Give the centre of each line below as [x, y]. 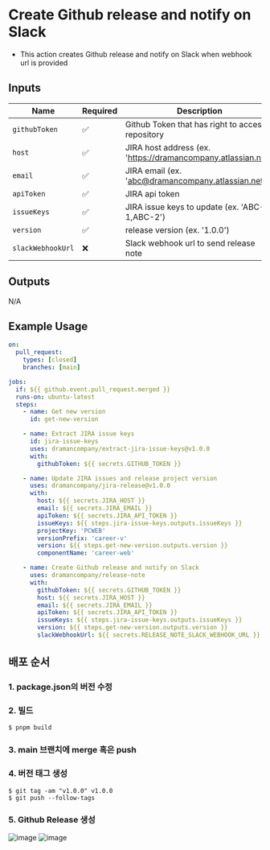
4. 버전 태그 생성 [38, 774]
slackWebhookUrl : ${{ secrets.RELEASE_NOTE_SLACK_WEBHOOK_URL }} [149, 635]
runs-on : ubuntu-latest [55, 397]
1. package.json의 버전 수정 [60, 687]
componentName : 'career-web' [86, 553]
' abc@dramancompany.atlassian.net [194, 180]
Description [199, 110]
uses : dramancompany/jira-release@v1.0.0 [100, 486]
